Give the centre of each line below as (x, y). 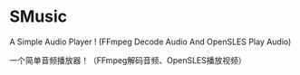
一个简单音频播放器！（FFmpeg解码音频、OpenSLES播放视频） (128, 60)
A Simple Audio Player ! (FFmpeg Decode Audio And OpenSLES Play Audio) (150, 42)
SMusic (39, 17)
